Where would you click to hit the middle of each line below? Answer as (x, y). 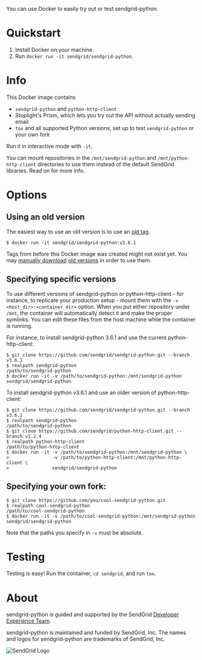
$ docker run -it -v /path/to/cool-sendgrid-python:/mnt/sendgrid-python (101, 516)
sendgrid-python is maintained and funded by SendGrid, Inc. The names (96, 633)
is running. (20, 325)
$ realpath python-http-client (46, 442)
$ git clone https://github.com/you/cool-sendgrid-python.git (86, 500)
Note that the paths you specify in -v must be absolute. (75, 532)
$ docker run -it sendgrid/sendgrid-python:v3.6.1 (71, 243)
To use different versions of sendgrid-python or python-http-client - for (95, 294)
